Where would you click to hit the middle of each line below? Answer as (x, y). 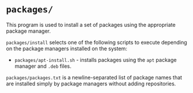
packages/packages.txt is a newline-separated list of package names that (94, 77)
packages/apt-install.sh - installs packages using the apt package (95, 60)
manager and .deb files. (43, 66)
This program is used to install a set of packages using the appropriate (91, 25)
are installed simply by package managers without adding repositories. (91, 84)
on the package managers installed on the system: (67, 49)
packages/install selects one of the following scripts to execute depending (97, 42)
